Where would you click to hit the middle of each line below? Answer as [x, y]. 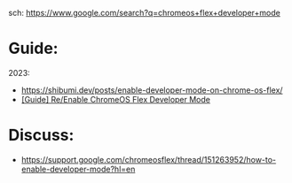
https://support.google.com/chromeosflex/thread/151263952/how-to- [149, 159]
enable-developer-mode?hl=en [78, 169]
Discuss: [41, 135]
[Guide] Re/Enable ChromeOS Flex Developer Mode [115, 99]
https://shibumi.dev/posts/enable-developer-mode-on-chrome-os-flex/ [152, 90]
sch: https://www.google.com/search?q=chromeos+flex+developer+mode [144, 13]
